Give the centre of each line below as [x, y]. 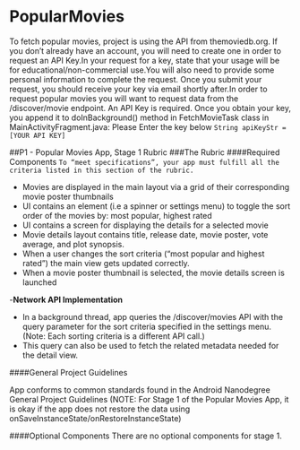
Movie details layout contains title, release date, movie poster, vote [145, 234]
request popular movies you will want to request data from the [124, 98]
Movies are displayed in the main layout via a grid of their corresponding [156, 186]
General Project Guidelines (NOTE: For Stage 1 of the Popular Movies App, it [149, 399]
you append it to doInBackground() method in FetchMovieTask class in [139, 117]
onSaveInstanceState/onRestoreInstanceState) [95, 418]
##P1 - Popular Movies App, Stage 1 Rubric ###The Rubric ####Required [145, 152]
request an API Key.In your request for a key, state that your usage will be [145, 60]
